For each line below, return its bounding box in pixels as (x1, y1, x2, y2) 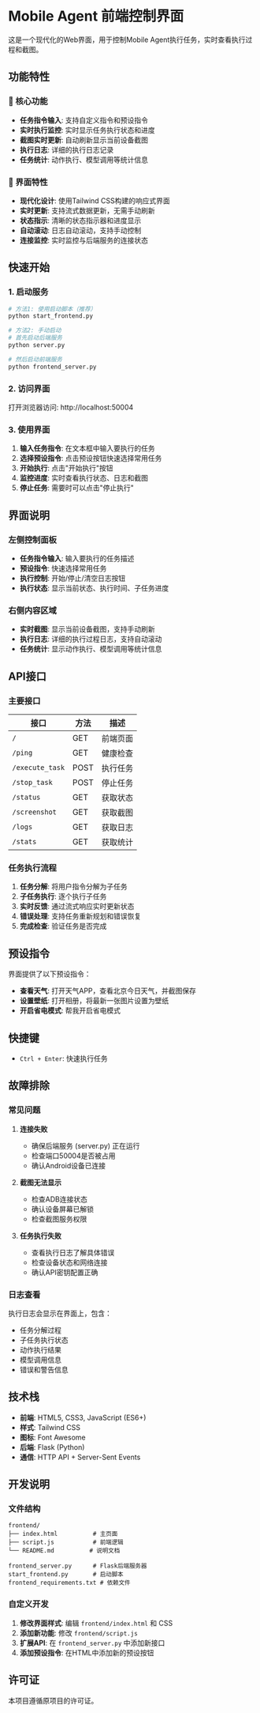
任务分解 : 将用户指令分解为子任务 (19, 882, 128, 892)
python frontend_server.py (8, 363, 97, 371)
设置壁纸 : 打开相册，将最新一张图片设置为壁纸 (19, 996, 169, 1006)
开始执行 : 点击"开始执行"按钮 (19, 463, 113, 473)
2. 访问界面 (8, 383, 50, 394)
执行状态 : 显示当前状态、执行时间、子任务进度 (19, 583, 169, 593)
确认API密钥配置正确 (31, 1267, 98, 1277)
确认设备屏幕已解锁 (31, 1204, 95, 1213)
